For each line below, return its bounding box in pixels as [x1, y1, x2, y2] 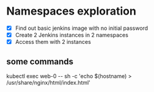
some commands [6, 56, 74, 66]
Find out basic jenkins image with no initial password [15, 24, 148, 32]
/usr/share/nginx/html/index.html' [6, 79, 90, 86]
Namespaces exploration [6, 4, 136, 18]
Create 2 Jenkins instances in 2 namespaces [15, 32, 128, 38]
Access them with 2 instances [15, 38, 92, 46]
